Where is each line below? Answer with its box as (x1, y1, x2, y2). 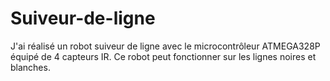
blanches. (10, 61, 51, 73)
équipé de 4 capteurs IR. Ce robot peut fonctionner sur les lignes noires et (10, 50, 317, 62)
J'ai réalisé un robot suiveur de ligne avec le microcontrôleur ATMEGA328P (10, 40, 321, 52)
